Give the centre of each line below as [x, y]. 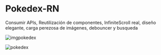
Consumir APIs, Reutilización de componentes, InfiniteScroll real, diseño [81, 22]
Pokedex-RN [32, 9]
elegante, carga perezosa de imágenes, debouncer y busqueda [72, 27]
